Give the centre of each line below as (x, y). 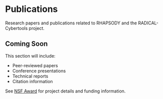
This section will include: (30, 56)
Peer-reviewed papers (35, 65)
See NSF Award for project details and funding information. (65, 91)
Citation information (32, 81)
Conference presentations (39, 71)
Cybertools (17, 28)
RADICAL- (148, 23)
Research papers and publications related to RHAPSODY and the (71, 23)
